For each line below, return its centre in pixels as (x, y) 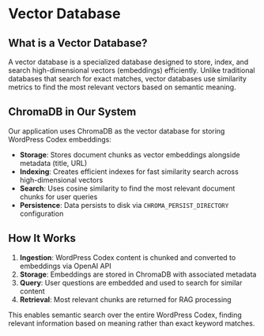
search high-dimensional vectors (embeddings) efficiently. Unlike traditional (132, 70)
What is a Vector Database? (78, 43)
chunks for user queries (58, 196)
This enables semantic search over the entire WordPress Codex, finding (125, 315)
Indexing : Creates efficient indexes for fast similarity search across (129, 172)
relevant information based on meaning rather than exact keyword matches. (132, 323)
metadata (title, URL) (53, 163)
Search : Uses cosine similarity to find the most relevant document (127, 188)
